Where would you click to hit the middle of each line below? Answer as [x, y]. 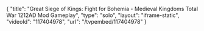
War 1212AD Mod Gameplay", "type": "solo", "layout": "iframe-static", [93, 15]
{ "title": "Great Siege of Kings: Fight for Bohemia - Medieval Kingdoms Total [102, 9]
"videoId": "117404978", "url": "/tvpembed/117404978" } [77, 22]
